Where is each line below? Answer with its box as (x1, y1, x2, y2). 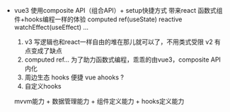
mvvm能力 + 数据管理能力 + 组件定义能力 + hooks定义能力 (13, 97, 185, 105)
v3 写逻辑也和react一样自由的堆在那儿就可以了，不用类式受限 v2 (24, 38, 214, 46)
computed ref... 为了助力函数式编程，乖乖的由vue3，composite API (24, 55, 222, 64)
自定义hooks (24, 82, 62, 90)
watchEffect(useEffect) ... (13, 23, 89, 31)
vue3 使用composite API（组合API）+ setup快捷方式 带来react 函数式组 (13, 6, 223, 14)
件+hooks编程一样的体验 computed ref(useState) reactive (13, 15, 183, 23)
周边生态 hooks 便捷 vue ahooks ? (24, 73, 124, 82)
